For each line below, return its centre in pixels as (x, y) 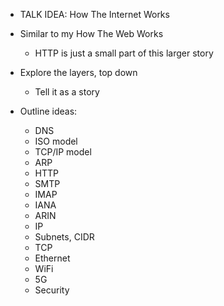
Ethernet (52, 258)
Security (52, 290)
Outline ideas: (48, 111)
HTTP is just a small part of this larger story (124, 53)
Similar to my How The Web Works (91, 33)
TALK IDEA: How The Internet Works (94, 14)
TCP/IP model (63, 152)
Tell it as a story (67, 92)
